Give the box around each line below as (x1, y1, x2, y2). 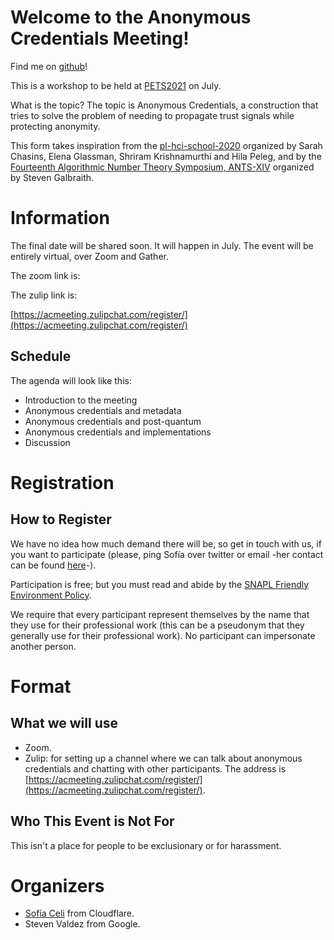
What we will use (10, 715, 119, 732)
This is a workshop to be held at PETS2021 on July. (10, 79, 222, 91)
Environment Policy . (10, 589, 92, 601)
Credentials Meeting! (10, 27, 190, 50)
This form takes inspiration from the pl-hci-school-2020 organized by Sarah (10, 139, 323, 151)
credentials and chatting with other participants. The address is (24, 762, 287, 775)
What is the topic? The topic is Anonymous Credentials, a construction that (10, 99, 319, 111)
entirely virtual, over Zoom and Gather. (10, 250, 169, 262)
